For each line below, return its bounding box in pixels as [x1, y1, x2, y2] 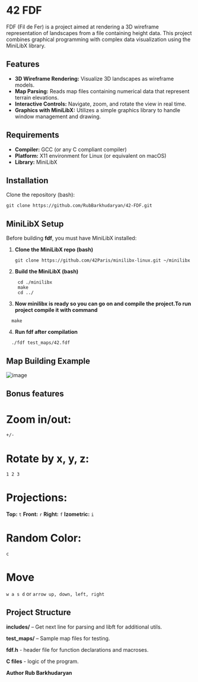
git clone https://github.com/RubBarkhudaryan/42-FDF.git [6, 203, 152, 209]
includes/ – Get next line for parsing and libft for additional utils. [6, 623, 162, 630]
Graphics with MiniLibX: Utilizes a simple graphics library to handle [14, 106, 181, 113]
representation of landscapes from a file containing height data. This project [6, 29, 192, 36]
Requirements [6, 130, 59, 140]
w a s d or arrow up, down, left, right [6, 591, 105, 598]
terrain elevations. [14, 94, 59, 101]
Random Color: [6, 531, 82, 545]
